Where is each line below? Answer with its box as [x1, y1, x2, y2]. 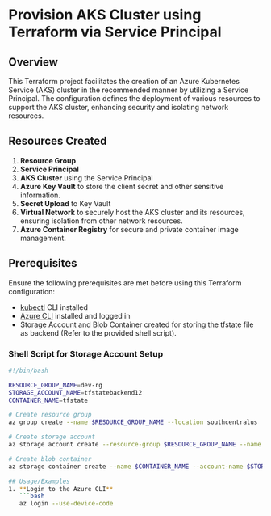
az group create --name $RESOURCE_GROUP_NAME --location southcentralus [8, 418, 258, 426]
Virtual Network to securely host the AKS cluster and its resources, [19, 207, 245, 217]
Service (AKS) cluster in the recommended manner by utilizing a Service [8, 85, 249, 95]
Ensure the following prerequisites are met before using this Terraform [8, 277, 242, 288]
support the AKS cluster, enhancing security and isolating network [8, 103, 229, 112]
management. [19, 233, 67, 243]
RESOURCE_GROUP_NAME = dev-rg [8, 381, 103, 389]
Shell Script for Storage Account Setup [8, 348, 164, 359]
